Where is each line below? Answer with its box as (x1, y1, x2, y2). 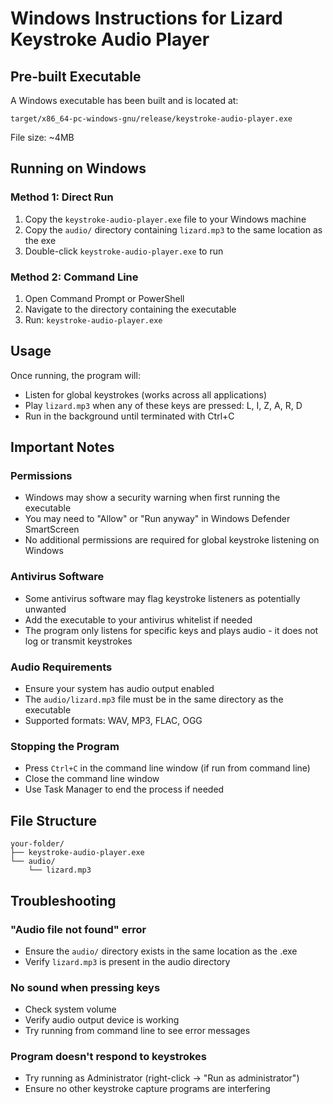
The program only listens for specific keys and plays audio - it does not (24, 624, 319, 636)
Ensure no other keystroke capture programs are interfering (24, 1083, 271, 1095)
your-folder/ (10, 839, 65, 849)
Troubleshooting (10, 892, 117, 909)
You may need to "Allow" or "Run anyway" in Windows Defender (24, 513, 291, 525)
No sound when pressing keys (10, 980, 161, 994)
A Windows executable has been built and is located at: (10, 95, 239, 106)
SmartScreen (24, 523, 80, 536)
